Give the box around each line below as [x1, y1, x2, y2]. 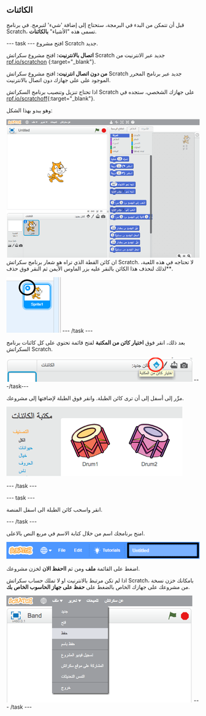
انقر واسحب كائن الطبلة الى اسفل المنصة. [6, 506, 103, 513]
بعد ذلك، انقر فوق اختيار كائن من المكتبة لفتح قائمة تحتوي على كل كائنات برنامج [6, 338, 186, 346]
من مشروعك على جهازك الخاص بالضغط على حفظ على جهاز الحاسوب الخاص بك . [6, 584, 190, 591]
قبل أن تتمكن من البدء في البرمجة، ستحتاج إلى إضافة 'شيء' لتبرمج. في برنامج [6, 21, 185, 28]
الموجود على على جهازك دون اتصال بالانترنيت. [6, 76, 111, 83]
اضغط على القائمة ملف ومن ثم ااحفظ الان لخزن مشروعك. [6, 565, 140, 573]
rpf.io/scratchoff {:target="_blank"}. [6, 94, 95, 102]
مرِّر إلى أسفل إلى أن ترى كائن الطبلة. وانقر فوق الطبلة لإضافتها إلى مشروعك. [6, 394, 184, 402]
